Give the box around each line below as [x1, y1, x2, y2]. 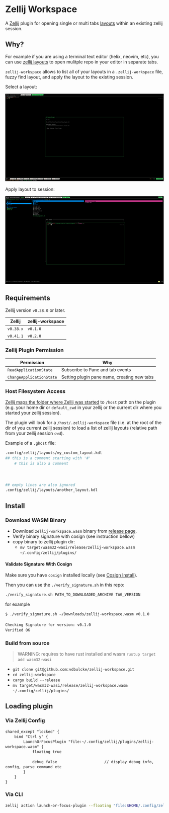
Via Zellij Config [5, 717, 45, 724]
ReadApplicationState [7, 368, 53, 373]
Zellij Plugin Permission [5, 347, 64, 354]
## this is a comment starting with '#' [5, 456, 92, 461]
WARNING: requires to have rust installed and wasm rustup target [17, 651, 156, 657]
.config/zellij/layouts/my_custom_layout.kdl [5, 450, 102, 456]
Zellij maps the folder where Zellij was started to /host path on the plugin [5, 399, 156, 405]
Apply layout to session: [5, 186, 55, 192]
